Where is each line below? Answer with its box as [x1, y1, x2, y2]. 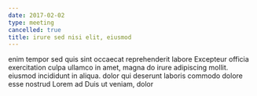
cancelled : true [8, 26, 61, 34]
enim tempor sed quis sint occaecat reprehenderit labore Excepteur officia [8, 55, 249, 64]
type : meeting [8, 19, 55, 27]
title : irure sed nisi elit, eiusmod [8, 33, 132, 41]
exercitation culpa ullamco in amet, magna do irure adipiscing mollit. [8, 63, 229, 73]
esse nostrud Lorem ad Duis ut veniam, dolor [8, 80, 154, 89]
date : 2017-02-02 [8, 11, 65, 20]
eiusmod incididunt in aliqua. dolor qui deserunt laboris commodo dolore [8, 71, 244, 80]
